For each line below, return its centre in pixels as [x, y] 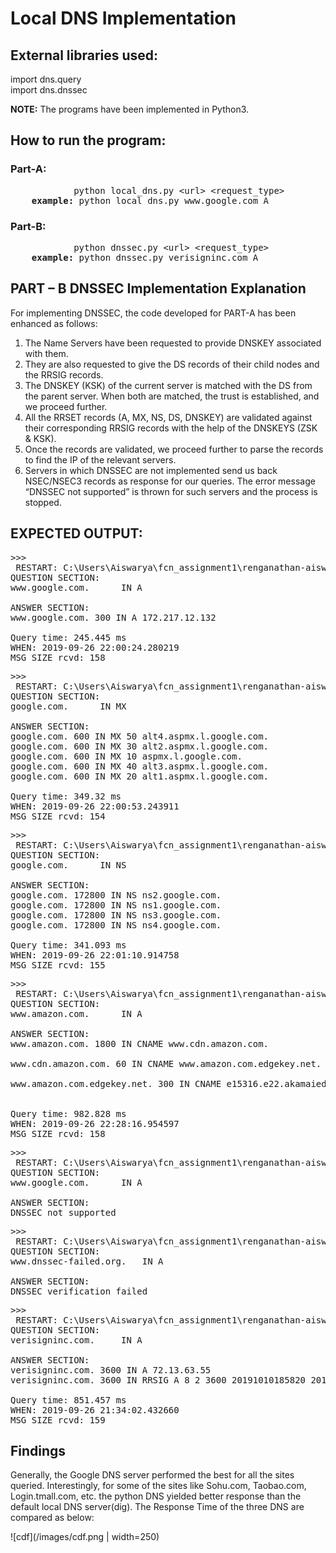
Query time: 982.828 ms [68, 1113]
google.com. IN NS [68, 865]
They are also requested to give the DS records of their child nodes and [172, 364]
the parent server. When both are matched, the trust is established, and [172, 396]
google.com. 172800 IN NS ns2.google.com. [116, 895]
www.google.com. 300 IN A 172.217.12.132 [113, 617]
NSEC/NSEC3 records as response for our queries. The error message [170, 481]
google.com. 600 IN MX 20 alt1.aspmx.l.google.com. [140, 776]
